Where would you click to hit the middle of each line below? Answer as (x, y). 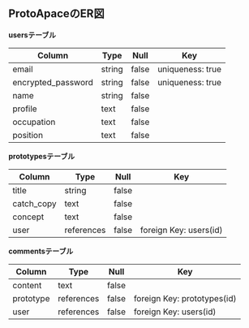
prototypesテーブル (42, 156)
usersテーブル (32, 35)
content (27, 285)
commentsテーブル (41, 251)
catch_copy (34, 203)
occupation (34, 122)
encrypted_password (53, 82)
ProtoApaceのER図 (56, 14)
